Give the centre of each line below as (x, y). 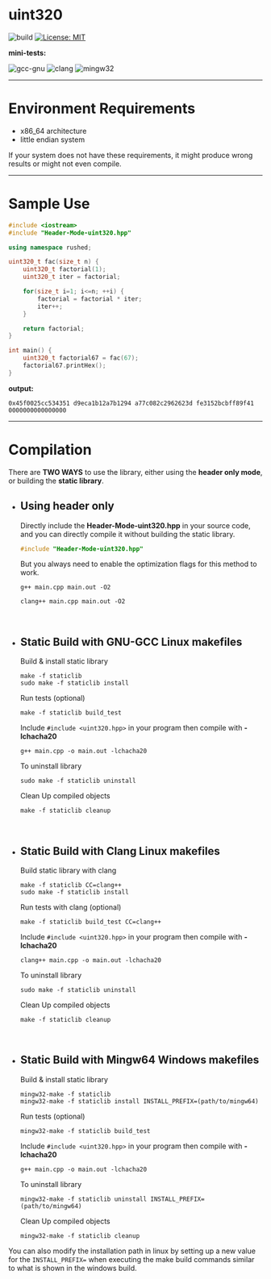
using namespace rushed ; (50, 248)
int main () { (30, 351)
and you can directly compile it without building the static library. (127, 534)
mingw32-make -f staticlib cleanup (80, 1235)
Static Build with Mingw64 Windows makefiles (140, 1060)
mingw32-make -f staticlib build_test (85, 1131)
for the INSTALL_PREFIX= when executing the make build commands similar (131, 1259)
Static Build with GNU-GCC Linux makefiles (131, 642)
